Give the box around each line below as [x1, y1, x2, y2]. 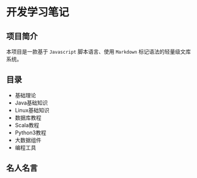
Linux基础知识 [14, 106, 50, 113]
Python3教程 [14, 129, 47, 136]
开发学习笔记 [6, 5, 70, 19]
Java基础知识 [14, 99, 48, 106]
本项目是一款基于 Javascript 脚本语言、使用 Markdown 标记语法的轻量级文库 [6, 48, 191, 55]
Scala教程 [14, 121, 40, 128]
